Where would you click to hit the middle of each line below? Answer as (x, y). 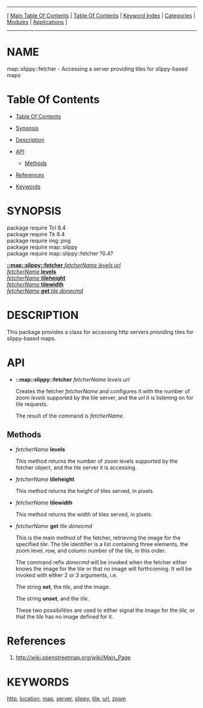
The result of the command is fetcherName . (70, 416)
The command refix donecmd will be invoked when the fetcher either (101, 562)
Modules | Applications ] (37, 22)
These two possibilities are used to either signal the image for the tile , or (105, 610)
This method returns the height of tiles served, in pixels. (85, 491)
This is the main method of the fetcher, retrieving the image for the (98, 538)
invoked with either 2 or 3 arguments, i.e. (67, 575)
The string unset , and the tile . (52, 598)
